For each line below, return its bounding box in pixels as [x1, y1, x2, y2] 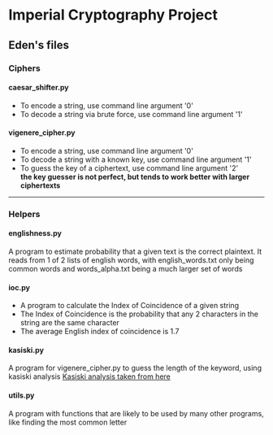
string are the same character [19, 318, 120, 328]
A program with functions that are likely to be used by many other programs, [8, 408, 264, 418]
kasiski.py [8, 345, 45, 355]
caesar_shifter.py [8, 83, 69, 93]
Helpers [8, 208, 41, 220]
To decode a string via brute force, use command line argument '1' [19, 109, 243, 119]
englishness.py [8, 228, 63, 238]
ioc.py [8, 282, 31, 292]
